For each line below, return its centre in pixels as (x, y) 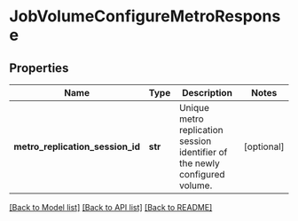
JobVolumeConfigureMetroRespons (145, 16)
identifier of (203, 152)
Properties (39, 68)
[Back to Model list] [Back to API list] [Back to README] (111, 207)
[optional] (264, 146)
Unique (194, 108)
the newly (199, 163)
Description (207, 93)
